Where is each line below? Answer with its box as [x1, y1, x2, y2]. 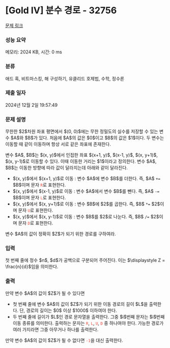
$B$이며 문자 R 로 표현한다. [12, 182, 66, 188]
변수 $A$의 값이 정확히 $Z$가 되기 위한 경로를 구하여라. [5, 231, 116, 237]
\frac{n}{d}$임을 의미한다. [5, 264, 59, 270]
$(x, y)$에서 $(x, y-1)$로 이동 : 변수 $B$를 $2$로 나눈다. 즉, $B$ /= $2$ [12, 214, 159, 220]
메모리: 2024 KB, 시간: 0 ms [5, 49, 62, 55]
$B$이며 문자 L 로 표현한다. [12, 194, 66, 201]
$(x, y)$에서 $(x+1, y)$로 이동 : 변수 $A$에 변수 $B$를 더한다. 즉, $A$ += [12, 176, 161, 182]
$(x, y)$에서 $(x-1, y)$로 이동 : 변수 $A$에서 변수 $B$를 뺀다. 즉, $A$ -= [12, 188, 160, 194]
